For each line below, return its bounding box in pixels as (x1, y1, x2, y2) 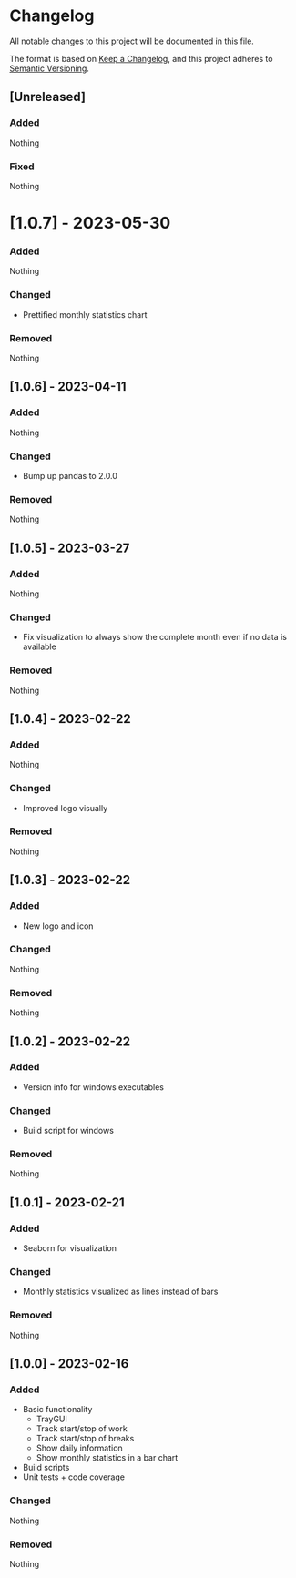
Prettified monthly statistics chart (22, 309, 148, 320)
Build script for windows (22, 1125, 114, 1136)
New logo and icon (22, 921, 94, 932)
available (22, 641, 56, 652)
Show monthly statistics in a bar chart (36, 1452, 179, 1463)
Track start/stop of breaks (36, 1433, 135, 1444)
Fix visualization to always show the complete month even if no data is (22, 632, 287, 643)
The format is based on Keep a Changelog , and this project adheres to (9, 53, 273, 64)
